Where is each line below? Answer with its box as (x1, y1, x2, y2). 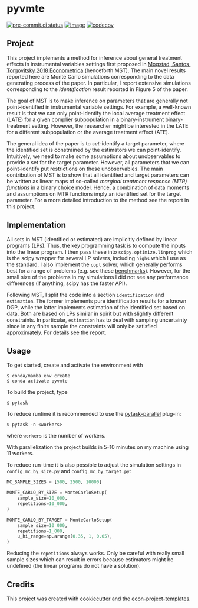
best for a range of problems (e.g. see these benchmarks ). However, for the (6, 267, 191, 274)
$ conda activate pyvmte (6, 378, 68, 384)
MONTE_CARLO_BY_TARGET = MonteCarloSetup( (6, 517, 113, 523)
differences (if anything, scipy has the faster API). (6, 280, 127, 287)
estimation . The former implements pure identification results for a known (6, 297, 187, 305)
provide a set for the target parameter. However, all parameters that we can (6, 159, 190, 166)
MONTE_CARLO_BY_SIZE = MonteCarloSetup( (6, 490, 108, 496)
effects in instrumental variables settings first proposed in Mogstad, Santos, (6, 60, 191, 67)
